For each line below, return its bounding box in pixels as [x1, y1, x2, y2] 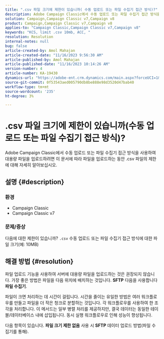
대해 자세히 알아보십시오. [10, 162, 58, 168]
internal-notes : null [5, 39, 49, 44]
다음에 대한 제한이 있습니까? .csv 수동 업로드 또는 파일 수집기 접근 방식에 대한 [5, 235, 153, 241]
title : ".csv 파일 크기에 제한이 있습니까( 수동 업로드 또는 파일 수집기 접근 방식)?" [5, 7, 158, 12]
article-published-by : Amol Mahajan [5, 57, 80, 62]
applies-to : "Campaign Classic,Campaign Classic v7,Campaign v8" [5, 25, 141, 30]
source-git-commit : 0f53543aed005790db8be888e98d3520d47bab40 [5, 80, 134, 85]
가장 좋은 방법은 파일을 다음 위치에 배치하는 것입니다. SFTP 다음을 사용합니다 [11, 277, 158, 283]
